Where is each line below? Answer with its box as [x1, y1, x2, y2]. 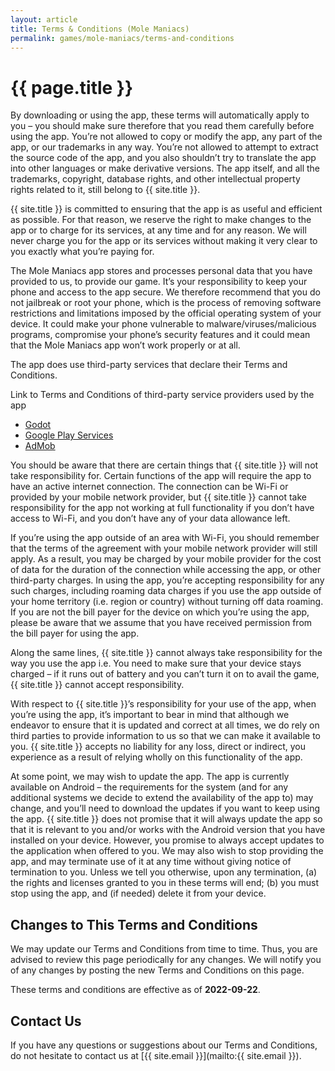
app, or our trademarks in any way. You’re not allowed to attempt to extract [10, 141, 319, 153]
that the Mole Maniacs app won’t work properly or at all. [10, 339, 241, 351]
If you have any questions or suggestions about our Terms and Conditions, [10, 1039, 318, 1051]
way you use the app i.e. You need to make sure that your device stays [10, 657, 302, 670]
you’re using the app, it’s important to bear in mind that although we [10, 709, 290, 721]
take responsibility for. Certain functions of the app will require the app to [10, 470, 312, 482]
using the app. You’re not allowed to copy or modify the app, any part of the [10, 131, 323, 143]
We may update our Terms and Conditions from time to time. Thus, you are [10, 943, 318, 955]
